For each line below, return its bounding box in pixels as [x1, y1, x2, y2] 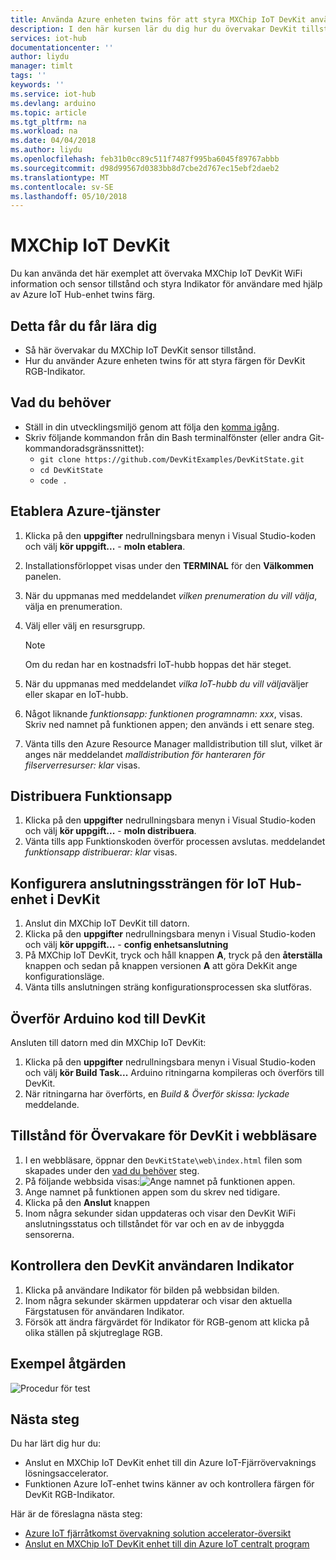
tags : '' [10, 71, 47, 81]
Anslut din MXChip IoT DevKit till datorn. [24, 917, 190, 930]
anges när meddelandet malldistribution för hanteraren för [24, 748, 266, 760]
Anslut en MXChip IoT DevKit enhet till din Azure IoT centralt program [24, 1538, 310, 1550]
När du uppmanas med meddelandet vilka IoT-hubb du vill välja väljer [24, 677, 309, 690]
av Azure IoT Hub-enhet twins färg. [10, 289, 156, 301]
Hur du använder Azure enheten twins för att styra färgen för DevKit [24, 355, 306, 366]
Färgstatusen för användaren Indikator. [24, 1305, 185, 1317]
